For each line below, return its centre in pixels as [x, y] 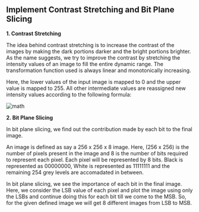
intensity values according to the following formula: [69, 94]
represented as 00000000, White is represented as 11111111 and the [88, 166]
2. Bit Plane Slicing [30, 117]
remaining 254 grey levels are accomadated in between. [75, 172]
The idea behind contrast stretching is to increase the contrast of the [90, 45]
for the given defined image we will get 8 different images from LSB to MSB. [99, 202]
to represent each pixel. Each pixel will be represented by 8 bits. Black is [94, 160]
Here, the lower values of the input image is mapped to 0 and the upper [94, 82]
